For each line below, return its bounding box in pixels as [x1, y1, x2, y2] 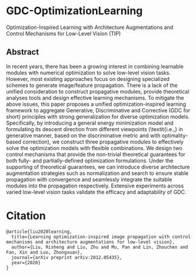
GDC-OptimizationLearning [6, 4, 143, 18]
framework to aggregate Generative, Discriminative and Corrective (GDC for [6, 106, 191, 113]
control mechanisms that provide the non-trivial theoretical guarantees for [6, 151, 185, 158]
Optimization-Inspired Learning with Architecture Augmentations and [6, 24, 174, 31]
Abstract [6, 47, 39, 57]
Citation [6, 209, 46, 222]
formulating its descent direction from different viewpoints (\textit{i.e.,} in [6, 125, 184, 132]
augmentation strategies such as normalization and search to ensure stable [6, 170, 189, 177]
